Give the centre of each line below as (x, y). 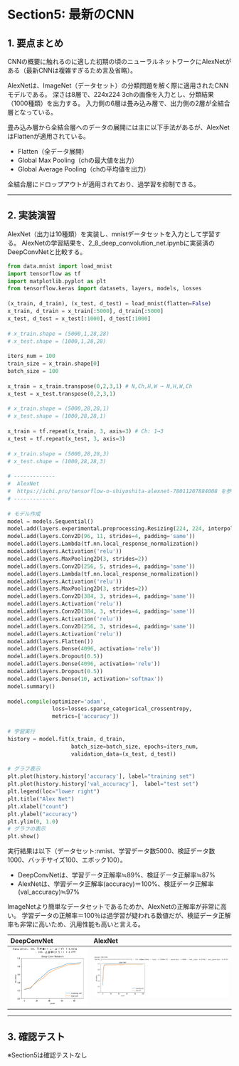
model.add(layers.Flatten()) (51, 641)
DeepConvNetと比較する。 (47, 252)
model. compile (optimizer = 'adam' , (57, 702)
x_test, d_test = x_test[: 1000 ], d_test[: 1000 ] (79, 318)
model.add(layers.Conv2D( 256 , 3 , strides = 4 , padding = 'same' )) (101, 626)
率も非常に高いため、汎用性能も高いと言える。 (76, 924)
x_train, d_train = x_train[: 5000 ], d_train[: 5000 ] (85, 311)
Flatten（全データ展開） (53, 151)
